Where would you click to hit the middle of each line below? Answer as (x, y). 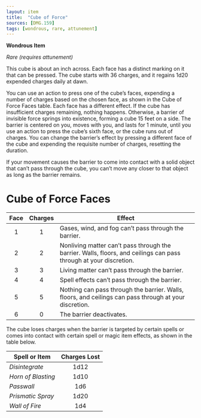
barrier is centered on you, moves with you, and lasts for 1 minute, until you (99, 125)
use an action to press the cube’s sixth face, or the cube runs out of (89, 131)
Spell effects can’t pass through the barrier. (121, 280)
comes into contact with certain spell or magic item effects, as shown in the (99, 336)
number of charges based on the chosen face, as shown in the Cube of (94, 100)
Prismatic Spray (32, 396)
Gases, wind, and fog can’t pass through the (121, 228)
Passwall (22, 386)
